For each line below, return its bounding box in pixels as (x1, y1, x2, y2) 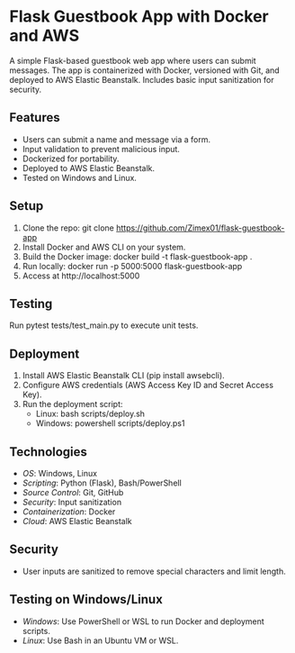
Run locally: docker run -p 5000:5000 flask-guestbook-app (22, 260, 243, 271)
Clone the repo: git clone (22, 222, 114, 233)
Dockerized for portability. (22, 153, 120, 164)
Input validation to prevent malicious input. (22, 143, 180, 154)
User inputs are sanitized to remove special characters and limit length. (22, 566, 286, 576)
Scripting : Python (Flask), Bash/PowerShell (22, 477, 182, 488)
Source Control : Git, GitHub (22, 487, 124, 497)
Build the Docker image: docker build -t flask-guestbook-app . (22, 250, 253, 262)
